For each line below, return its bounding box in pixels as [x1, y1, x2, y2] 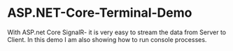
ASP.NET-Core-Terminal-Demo [7, 5, 192, 21]
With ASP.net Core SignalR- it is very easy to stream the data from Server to [7, 28, 226, 36]
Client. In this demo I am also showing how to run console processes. [7, 35, 207, 43]
